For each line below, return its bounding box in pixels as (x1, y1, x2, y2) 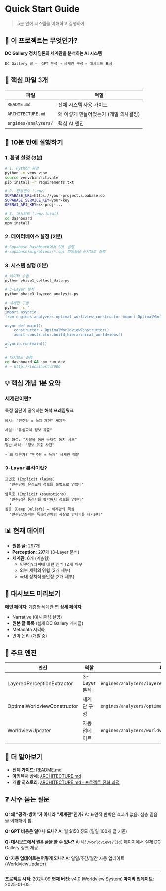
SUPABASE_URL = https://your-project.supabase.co (5, 193, 105, 198)
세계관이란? (5, 395, 32, 402)
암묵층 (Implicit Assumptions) (5, 492, 67, 497)
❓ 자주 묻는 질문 (5, 795, 50, 803)
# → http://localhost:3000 (5, 364, 61, 369)
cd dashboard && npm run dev (5, 360, 65, 365)
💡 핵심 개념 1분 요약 (5, 379, 61, 387)
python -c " (5, 305, 30, 310)
